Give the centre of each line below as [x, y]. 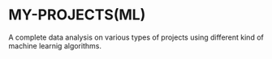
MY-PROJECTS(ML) [77, 15]
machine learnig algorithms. [55, 45]
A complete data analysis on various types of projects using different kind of [136, 37]
